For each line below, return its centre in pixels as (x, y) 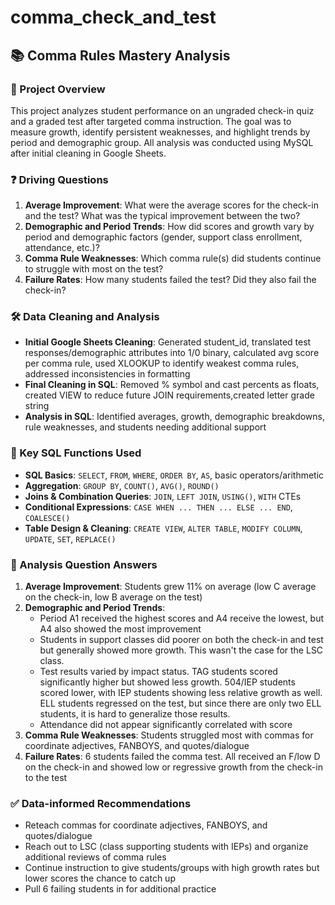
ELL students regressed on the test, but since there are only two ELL (180, 703)
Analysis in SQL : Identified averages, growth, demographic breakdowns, (174, 417)
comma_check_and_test (113, 17)
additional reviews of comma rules (95, 857)
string (37, 406)
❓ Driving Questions (59, 179)
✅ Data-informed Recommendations (101, 803)
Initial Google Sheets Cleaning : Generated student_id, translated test (168, 342)
